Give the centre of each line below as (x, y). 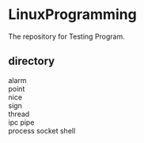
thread (19, 114)
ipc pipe (21, 122)
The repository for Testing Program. (66, 36)
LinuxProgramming (72, 15)
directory (32, 61)
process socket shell (42, 130)
